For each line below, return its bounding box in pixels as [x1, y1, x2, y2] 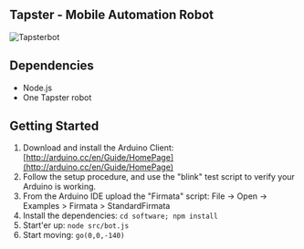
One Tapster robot [22, 91, 92, 103]
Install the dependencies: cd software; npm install [22, 210, 218, 222]
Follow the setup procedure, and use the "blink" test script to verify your [22, 171, 295, 182]
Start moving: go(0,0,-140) [22, 230, 125, 241]
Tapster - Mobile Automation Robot [9, 7, 215, 23]
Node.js [22, 82, 53, 93]
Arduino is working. [22, 182, 97, 192]
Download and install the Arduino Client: [22, 142, 174, 153]
